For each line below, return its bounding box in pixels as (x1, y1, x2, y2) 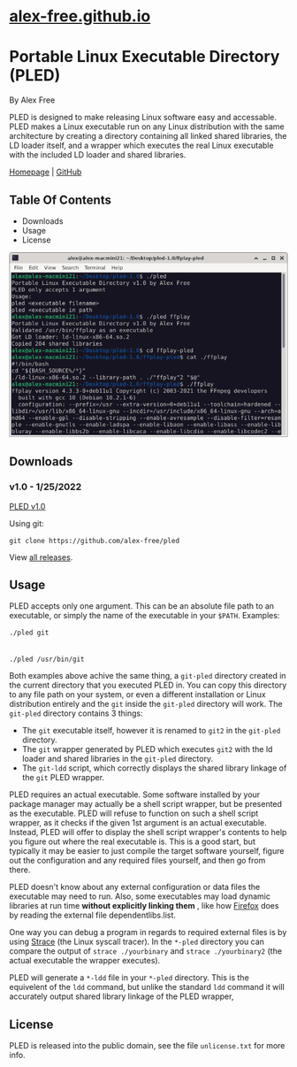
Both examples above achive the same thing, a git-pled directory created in (9, 671, 286, 681)
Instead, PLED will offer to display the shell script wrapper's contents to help (9, 827, 287, 838)
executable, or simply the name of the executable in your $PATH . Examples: (9, 610, 280, 621)
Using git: (9, 518, 44, 528)
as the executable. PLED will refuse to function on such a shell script (9, 808, 259, 819)
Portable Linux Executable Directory (9, 47, 280, 67)
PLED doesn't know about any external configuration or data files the (9, 882, 261, 893)
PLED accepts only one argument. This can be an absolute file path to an (9, 601, 275, 611)
